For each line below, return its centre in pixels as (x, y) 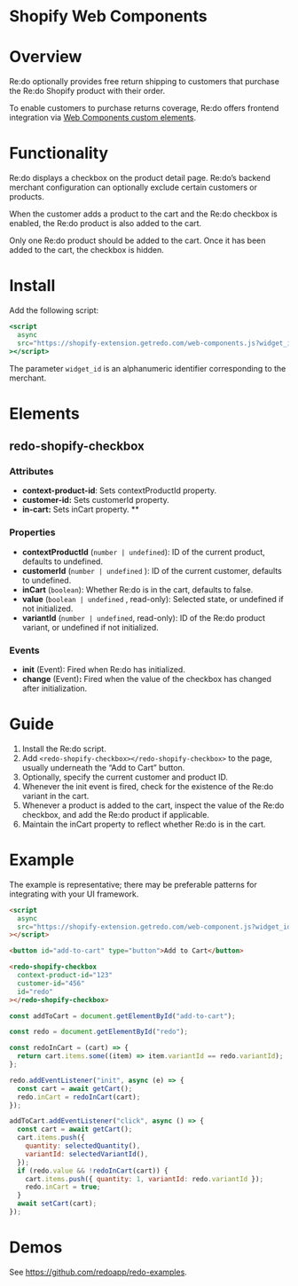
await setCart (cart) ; (57, 1204)
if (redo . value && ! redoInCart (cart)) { (93, 1171)
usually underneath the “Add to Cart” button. (103, 767)
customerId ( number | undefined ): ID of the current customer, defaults (152, 570)
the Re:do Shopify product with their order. (87, 91)
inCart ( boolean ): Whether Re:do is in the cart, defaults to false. (137, 589)
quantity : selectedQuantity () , (83, 1146)
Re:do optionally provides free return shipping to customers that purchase (144, 82)
